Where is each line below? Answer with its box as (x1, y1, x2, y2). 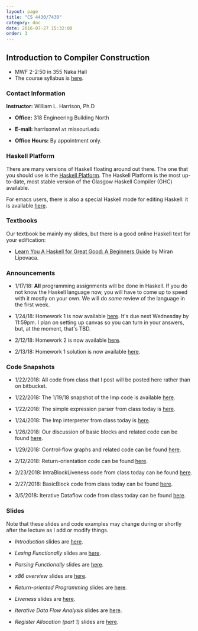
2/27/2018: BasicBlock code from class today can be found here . (14, 480, 173, 488)
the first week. (14, 301, 50, 308)
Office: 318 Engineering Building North (14, 114, 109, 121)
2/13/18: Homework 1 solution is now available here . (14, 348, 141, 355)
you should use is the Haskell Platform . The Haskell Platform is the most (6, 171, 181, 179)
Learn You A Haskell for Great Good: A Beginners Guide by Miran (14, 248, 173, 255)
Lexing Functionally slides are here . (14, 549, 102, 556)
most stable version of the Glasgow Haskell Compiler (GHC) (27, 178, 173, 185)
